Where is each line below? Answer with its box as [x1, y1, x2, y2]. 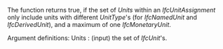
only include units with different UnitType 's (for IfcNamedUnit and [7, 13, 198, 21]
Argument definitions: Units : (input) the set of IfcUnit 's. [7, 34, 168, 42]
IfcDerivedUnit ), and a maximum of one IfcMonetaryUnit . [7, 21, 172, 28]
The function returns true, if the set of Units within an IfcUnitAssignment [7, 6, 216, 14]
